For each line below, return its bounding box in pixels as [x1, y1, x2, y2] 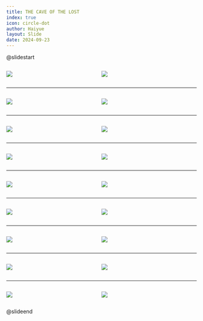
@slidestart [6, 54, 35, 60]
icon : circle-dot [6, 20, 50, 26]
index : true [6, 15, 36, 21]
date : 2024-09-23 [6, 37, 50, 43]
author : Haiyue [6, 25, 45, 32]
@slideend [6, 308, 33, 315]
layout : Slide [6, 31, 42, 37]
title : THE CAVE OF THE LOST [6, 8, 80, 15]
